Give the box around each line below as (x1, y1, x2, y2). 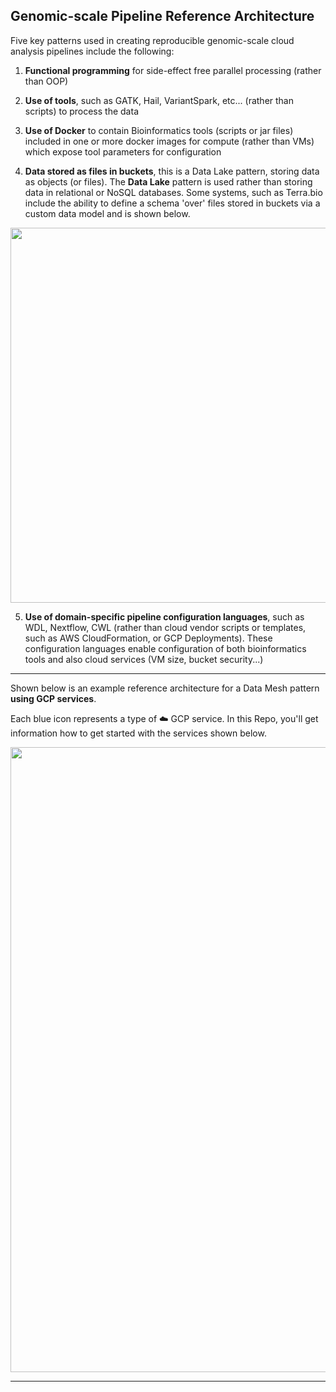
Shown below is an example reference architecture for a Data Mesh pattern (10, 682, 320, 694)
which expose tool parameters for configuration (24, 145, 222, 158)
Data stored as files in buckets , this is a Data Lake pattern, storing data (24, 165, 320, 177)
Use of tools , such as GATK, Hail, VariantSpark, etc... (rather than (24, 94, 295, 106)
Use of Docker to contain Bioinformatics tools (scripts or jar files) (24, 124, 294, 136)
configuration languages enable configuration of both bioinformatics (24, 642, 307, 654)
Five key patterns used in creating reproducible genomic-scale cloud (10, 34, 295, 46)
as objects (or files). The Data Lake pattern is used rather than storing (24, 175, 313, 188)
